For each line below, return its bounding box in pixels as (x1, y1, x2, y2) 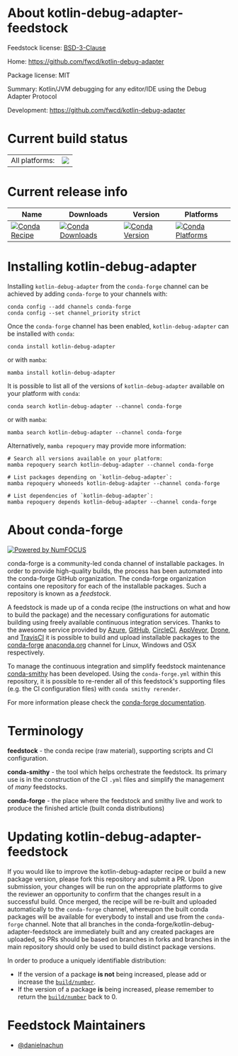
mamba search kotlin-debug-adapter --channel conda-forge (7, 428, 182, 436)
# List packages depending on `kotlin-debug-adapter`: (7, 473, 173, 481)
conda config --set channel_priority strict (7, 310, 141, 317)
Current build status (7, 131, 128, 147)
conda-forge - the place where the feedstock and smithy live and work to (7, 796, 222, 805)
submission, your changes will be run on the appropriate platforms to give (7, 882, 223, 890)
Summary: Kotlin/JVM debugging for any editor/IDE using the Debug (7, 84, 207, 93)
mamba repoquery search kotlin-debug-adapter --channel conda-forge (7, 461, 214, 468)
